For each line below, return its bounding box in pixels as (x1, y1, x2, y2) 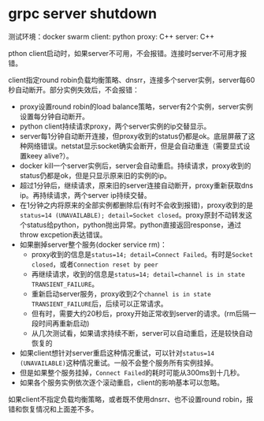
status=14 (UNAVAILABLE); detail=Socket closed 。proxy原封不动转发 (19, 210, 246, 219)
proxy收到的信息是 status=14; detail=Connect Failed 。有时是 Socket (31, 249, 254, 259)
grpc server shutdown (8, 5, 158, 23)
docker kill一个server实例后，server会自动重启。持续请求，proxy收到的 (19, 161, 251, 170)
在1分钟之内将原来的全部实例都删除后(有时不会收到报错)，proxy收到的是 (19, 200, 254, 210)
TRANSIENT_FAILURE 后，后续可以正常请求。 (31, 299, 168, 308)
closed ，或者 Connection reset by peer (31, 259, 159, 269)
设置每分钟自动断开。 (19, 111, 89, 121)
